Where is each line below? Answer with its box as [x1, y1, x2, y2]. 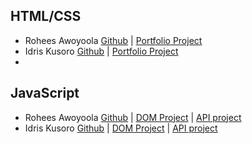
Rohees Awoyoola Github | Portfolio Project [24, 34, 203, 46]
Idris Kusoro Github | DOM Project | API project [24, 122, 218, 134]
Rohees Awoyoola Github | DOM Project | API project [24, 111, 242, 123]
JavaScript [10, 85, 80, 102]
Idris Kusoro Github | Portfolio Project [24, 45, 179, 57]
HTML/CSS [10, 8, 82, 25]
